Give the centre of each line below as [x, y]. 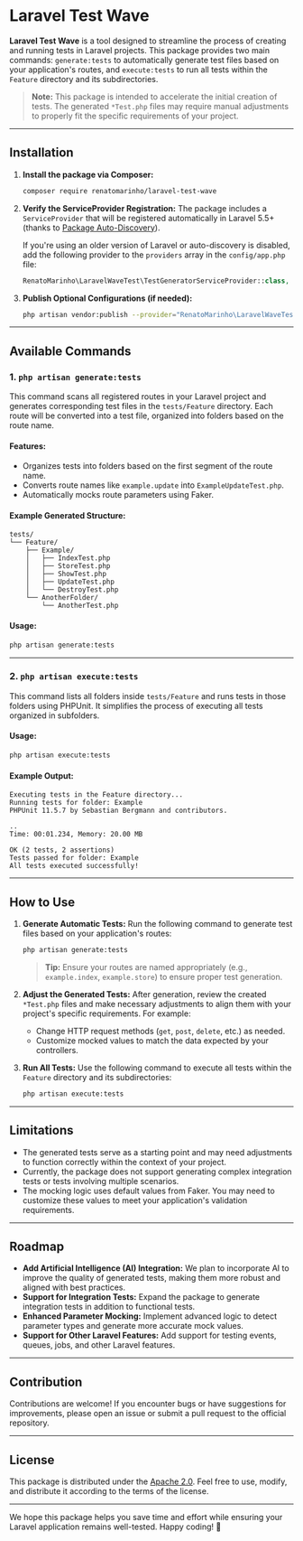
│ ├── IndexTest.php [68, 558]
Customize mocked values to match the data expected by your [152, 1041]
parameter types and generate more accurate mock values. [133, 1326]
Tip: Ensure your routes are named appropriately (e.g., [146, 967]
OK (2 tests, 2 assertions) [62, 850]
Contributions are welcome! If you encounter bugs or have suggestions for [148, 1404]
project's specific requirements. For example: [106, 1013]
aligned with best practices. [74, 1287]
